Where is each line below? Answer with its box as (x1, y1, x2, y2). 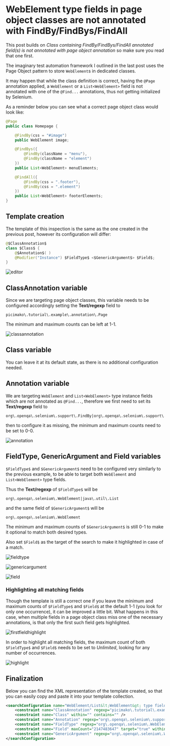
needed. (6, 364, 23, 371)
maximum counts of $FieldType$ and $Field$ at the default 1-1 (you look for (6, 603, 163, 609)
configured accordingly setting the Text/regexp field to (6, 303, 121, 309)
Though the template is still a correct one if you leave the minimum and (6, 597, 153, 604)
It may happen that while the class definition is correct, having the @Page (6, 78, 155, 84)
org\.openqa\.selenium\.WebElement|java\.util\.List (6, 496, 119, 501)
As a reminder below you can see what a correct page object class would (6, 103, 158, 110)
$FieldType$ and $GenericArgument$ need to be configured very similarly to (6, 466, 161, 472)
